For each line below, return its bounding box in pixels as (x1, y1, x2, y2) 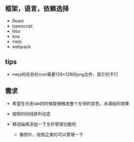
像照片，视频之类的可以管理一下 (19, 132, 84, 138)
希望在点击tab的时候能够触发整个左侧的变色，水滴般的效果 (12, 101, 130, 106)
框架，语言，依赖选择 (5, 4, 69, 13)
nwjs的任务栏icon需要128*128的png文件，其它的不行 (12, 71, 118, 77)
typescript (12, 23, 33, 29)
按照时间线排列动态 (12, 111, 51, 117)
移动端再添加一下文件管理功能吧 (12, 121, 76, 127)
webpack (12, 43, 31, 50)
